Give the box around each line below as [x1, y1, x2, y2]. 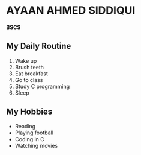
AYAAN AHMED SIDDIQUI [6, 4, 136, 17]
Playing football [14, 129, 54, 136]
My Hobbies [6, 107, 53, 117]
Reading [14, 122, 36, 130]
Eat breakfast [14, 70, 48, 77]
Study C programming [14, 83, 70, 90]
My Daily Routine [6, 41, 71, 51]
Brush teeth [14, 63, 44, 71]
